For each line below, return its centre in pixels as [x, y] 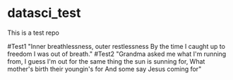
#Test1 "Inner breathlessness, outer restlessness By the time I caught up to [116, 46]
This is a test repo [34, 33]
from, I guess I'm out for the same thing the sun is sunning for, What [106, 61]
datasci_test [44, 13]
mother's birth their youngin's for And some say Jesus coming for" [104, 69]
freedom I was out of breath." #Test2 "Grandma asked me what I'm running [117, 54]
